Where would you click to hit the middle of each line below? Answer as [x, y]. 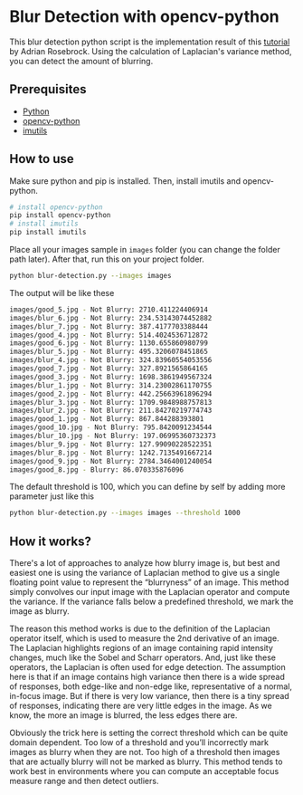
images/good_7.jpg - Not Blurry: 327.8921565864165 [109, 369]
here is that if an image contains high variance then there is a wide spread [147, 677]
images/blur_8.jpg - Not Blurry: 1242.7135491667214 [111, 453]
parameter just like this [52, 496]
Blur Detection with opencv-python [144, 17]
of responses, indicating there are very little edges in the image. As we [141, 706]
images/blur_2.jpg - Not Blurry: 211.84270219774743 [111, 411]
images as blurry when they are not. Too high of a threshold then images [145, 752]
